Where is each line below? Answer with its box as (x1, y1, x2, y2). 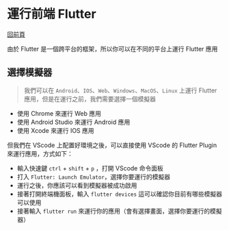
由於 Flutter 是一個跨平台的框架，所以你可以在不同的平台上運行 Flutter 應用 (7, 44, 218, 53)
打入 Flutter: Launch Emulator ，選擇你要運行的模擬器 (16, 172, 171, 181)
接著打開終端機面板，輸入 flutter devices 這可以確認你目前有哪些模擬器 (16, 190, 223, 198)
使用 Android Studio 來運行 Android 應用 (16, 118, 131, 126)
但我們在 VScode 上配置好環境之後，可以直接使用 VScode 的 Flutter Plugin (7, 141, 217, 149)
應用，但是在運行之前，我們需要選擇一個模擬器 (23, 94, 156, 103)
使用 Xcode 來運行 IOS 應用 (16, 126, 94, 134)
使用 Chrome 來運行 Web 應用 (16, 109, 101, 117)
